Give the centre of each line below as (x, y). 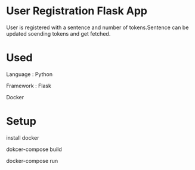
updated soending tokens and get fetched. (58, 33)
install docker (23, 137)
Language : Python (29, 74)
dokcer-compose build (34, 149)
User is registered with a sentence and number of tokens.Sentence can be (97, 27)
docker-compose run (32, 160)
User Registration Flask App (77, 11)
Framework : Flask (29, 86)
